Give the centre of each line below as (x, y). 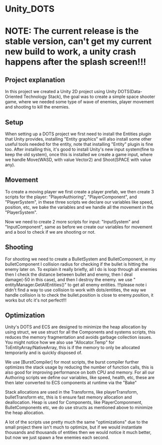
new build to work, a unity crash (71, 52)
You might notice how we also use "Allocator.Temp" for (60, 342)
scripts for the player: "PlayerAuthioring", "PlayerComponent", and (71, 197)
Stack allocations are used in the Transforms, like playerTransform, (72, 392)
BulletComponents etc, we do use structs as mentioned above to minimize (79, 408)
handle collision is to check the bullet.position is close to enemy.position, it (79, 295)
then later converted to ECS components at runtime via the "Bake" (71, 383)
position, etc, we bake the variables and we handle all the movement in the (79, 207)
